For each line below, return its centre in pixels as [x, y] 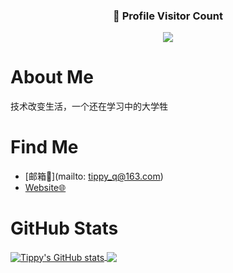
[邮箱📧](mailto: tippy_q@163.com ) [94, 176]
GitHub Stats [64, 228]
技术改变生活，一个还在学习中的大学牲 [89, 106]
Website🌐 [45, 188]
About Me [52, 77]
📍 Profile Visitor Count [168, 16]
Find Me [44, 147]
